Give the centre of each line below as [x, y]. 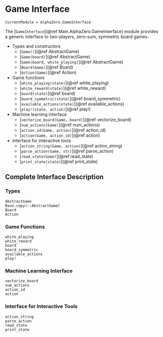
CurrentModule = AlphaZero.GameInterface [48, 22]
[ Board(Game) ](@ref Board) [46, 67]
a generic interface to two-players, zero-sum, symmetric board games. [77, 37]
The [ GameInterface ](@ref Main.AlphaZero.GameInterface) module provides [82, 31]
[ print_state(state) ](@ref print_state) [59, 161]
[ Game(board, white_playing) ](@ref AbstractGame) [71, 62]
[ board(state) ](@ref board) [47, 93]
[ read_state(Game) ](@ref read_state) [56, 156]
